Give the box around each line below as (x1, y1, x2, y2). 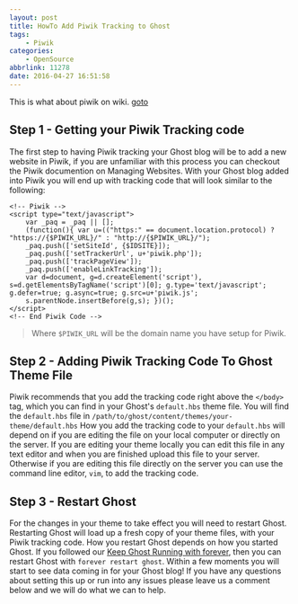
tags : (9, 30, 30, 39)
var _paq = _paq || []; (25, 218, 115, 226)
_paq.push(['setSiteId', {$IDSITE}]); (25, 241, 171, 250)
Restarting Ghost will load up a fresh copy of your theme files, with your (9, 528, 276, 538)
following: (9, 184, 46, 195)
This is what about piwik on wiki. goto (9, 96, 149, 107)
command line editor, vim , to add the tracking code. (9, 468, 199, 479)
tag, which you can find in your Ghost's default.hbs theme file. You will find (9, 401, 290, 412)
